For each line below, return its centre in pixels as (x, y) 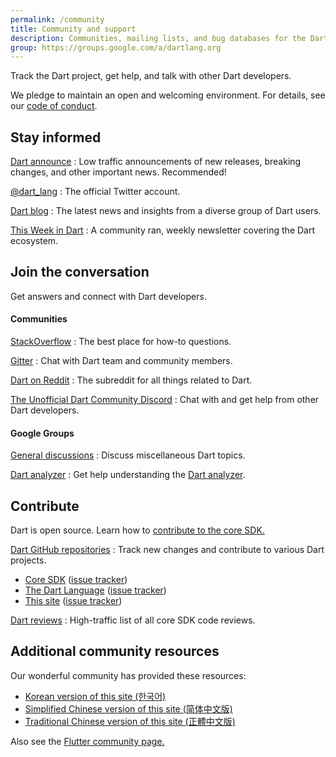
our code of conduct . (54, 106)
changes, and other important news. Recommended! (118, 172)
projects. (28, 560)
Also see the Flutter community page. (87, 741)
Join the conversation (80, 272)
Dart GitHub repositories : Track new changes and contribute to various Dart (167, 550)
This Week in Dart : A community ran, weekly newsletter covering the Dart (163, 230)
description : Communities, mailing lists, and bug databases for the (158, 38)
